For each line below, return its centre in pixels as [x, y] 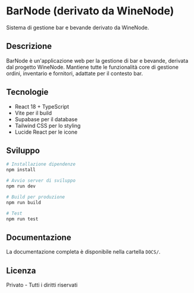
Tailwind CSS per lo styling [48, 125]
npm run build [24, 202]
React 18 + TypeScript [42, 106]
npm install [21, 170]
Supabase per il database [46, 119]
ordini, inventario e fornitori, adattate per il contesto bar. [75, 73]
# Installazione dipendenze [41, 164]
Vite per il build [33, 113]
